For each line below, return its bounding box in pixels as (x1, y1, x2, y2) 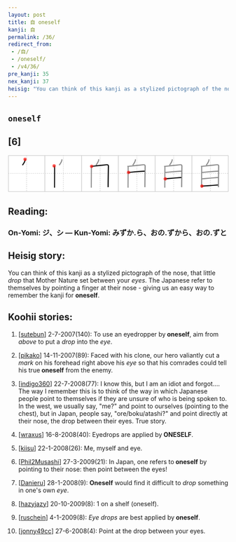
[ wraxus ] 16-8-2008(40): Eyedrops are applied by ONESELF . (18, 430, 194, 438)
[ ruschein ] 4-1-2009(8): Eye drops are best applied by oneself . (18, 513, 200, 522)
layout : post (8, 11, 46, 18)
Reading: (8, 205, 48, 217)
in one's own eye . (18, 486, 69, 494)
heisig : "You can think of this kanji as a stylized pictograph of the (8, 85, 221, 93)
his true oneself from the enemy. (18, 365, 113, 374)
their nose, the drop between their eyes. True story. (18, 416, 167, 425)
